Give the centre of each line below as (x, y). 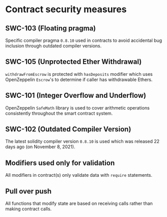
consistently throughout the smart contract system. (59, 113)
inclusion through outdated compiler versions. (53, 46)
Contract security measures (66, 9)
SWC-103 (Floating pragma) (51, 28)
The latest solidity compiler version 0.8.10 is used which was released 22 (82, 142)
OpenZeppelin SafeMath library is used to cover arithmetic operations (78, 107)
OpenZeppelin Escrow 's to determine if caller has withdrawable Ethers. (79, 79)
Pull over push (29, 191)
